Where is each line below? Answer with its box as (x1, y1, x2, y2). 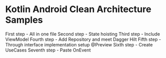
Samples (5, 14, 43, 26)
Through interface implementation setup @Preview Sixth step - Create (5, 41, 153, 47)
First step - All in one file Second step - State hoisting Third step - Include (5, 31, 160, 37)
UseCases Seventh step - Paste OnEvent (5, 47, 91, 53)
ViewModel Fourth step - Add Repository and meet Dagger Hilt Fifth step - (5, 36, 161, 42)
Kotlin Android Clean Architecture (5, 4, 152, 15)
